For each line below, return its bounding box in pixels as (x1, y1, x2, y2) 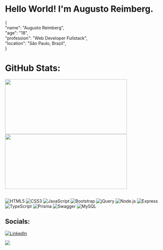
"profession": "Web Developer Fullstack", (5, 35, 88, 41)
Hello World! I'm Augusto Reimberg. (5, 3, 153, 15)
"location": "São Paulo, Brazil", (5, 40, 67, 46)
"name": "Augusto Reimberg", (5, 24, 65, 30)
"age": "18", (5, 30, 28, 36)
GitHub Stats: (5, 62, 61, 74)
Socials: (5, 217, 30, 226)
